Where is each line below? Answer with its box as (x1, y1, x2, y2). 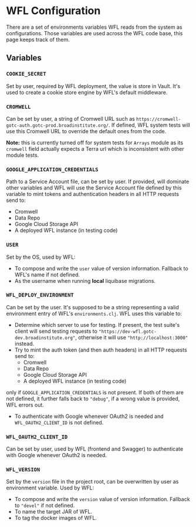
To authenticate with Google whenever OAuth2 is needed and (14, 413, 164, 420)
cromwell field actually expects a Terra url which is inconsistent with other (6, 145, 184, 152)
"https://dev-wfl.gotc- (99, 329, 157, 335)
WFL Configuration (6, 4, 101, 18)
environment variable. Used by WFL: (6, 484, 94, 491)
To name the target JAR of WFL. (14, 508, 93, 515)
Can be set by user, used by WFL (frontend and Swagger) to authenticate (6, 445, 184, 452)
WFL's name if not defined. (14, 271, 80, 278)
